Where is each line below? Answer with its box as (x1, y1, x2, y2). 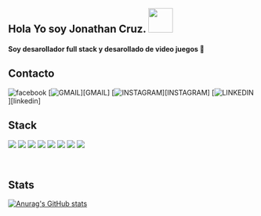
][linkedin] (8, 95, 42, 106)
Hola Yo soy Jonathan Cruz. (8, 23, 147, 36)
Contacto (8, 67, 55, 81)
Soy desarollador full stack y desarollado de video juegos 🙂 (8, 44, 205, 53)
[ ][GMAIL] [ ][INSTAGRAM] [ (48, 88, 215, 97)
